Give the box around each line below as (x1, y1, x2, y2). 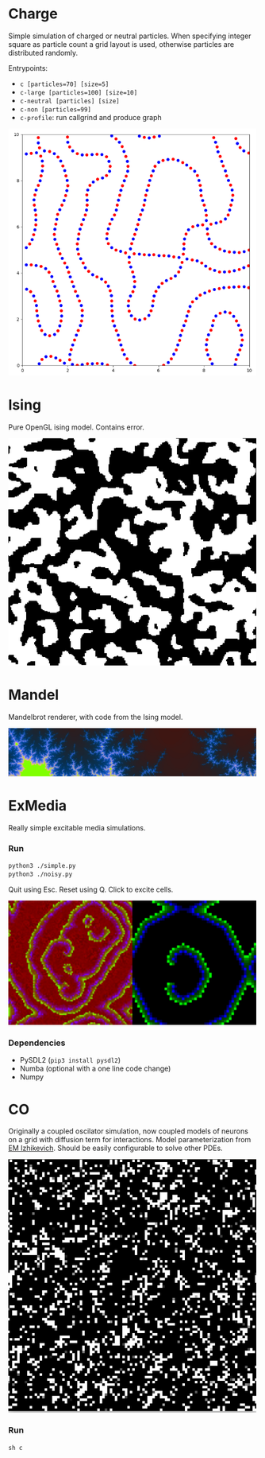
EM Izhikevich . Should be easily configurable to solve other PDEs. (8, 1143, 224, 1153)
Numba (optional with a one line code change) (19, 1063, 171, 1074)
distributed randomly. (8, 48, 79, 57)
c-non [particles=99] (19, 105, 91, 114)
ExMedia (8, 797, 67, 815)
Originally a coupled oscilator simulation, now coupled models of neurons (8, 1126, 248, 1136)
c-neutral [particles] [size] (19, 97, 121, 105)
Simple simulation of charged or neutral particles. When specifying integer (8, 31, 252, 41)
